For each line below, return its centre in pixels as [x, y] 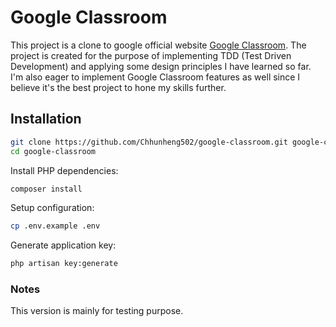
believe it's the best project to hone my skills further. [118, 87]
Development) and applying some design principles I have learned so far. [161, 66]
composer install [46, 189]
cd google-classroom [53, 151]
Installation [46, 119]
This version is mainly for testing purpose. [97, 311]
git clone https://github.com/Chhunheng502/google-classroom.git [149, 142]
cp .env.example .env [55, 226]
